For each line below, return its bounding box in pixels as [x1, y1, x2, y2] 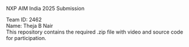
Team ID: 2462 [6, 16, 42, 23]
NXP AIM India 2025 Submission [6, 5, 85, 12]
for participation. [6, 35, 47, 41]
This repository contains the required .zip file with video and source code [6, 28, 184, 35]
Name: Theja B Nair [6, 23, 53, 29]
